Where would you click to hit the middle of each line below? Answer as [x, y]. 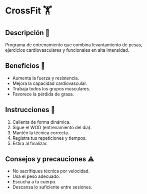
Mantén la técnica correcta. [41, 133]
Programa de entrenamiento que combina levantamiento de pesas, [74, 45]
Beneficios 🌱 [25, 66]
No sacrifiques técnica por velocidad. [51, 171]
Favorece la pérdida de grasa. [43, 94]
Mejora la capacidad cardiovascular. [50, 83]
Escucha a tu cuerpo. [34, 182]
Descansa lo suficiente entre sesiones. [52, 187]
